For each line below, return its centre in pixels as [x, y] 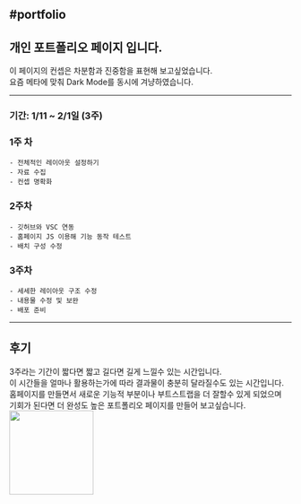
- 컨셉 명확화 [31, 182]
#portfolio [38, 15]
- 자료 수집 [28, 173]
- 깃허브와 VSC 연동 [42, 227]
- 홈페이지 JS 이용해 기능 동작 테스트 [70, 237]
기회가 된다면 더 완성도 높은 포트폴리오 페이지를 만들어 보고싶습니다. [128, 405]
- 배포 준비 [28, 310]
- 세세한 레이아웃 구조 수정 [53, 291]
